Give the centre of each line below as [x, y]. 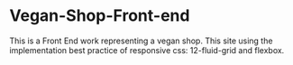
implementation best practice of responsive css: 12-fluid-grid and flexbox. [147, 50]
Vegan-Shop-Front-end [100, 16]
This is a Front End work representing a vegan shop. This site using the [141, 41]
